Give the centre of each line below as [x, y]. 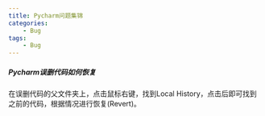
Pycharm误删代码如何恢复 [52, 72]
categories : [28, 23]
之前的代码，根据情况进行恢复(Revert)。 [75, 104]
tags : [17, 38]
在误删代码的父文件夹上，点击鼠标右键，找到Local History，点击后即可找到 [133, 94]
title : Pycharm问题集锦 [46, 16]
